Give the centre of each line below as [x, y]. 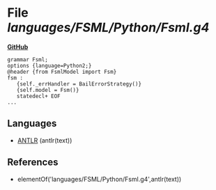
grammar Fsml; [28, 60]
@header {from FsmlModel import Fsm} [62, 72]
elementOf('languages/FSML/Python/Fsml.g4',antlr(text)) [99, 179]
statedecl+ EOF [38, 96]
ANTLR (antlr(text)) [45, 140]
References [33, 163]
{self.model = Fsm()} [48, 90]
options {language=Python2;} [49, 65]
